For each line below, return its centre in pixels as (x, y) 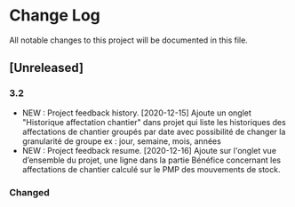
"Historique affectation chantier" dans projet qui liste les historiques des (154, 122)
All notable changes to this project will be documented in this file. (129, 40)
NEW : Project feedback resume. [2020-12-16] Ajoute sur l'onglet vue (149, 150)
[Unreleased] (47, 68)
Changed (30, 192)
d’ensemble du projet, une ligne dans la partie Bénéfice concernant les (151, 160)
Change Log (55, 16)
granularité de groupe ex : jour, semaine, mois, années (122, 141)
